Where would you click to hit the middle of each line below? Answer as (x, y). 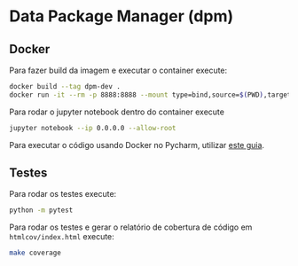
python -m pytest (41, 210)
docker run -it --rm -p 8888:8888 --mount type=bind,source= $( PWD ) (137, 95)
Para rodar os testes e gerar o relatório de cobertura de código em (131, 227)
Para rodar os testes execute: (63, 194)
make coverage (35, 253)
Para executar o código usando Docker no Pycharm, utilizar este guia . (137, 145)
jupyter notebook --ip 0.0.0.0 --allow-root (93, 128)
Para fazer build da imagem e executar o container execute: (118, 70)
